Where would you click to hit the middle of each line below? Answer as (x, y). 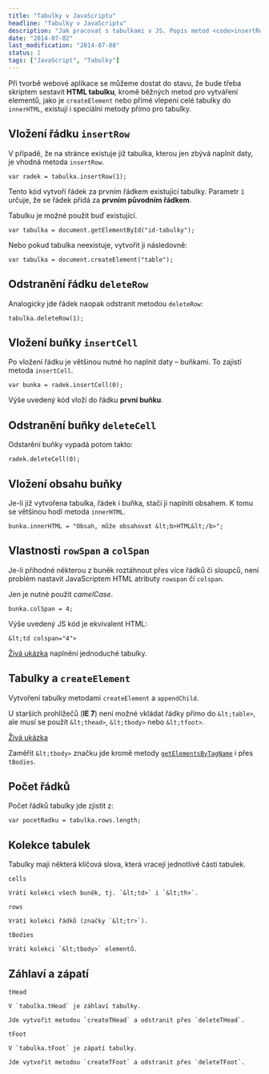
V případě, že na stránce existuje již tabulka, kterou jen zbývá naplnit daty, (131, 153)
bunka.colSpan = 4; (41, 609)
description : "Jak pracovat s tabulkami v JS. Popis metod (109, 30)
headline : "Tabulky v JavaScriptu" (68, 23)
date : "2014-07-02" (41, 38)
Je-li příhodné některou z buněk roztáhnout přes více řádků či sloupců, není (134, 570)
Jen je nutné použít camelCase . (61, 594)
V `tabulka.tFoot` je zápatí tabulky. (73, 1048)
